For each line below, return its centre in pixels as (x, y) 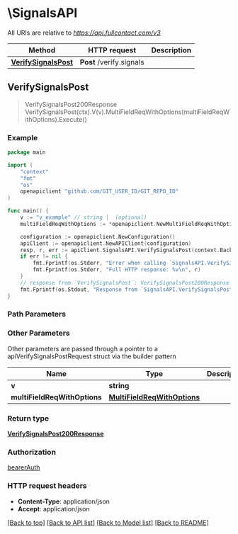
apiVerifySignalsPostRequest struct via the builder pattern (92, 356)
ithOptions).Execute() (56, 119)
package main (27, 153)
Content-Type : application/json (63, 501)
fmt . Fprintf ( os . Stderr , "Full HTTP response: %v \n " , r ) (117, 270)
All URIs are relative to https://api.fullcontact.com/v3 (84, 33)
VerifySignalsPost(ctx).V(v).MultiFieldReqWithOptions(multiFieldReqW (127, 112)
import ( (20, 165)
